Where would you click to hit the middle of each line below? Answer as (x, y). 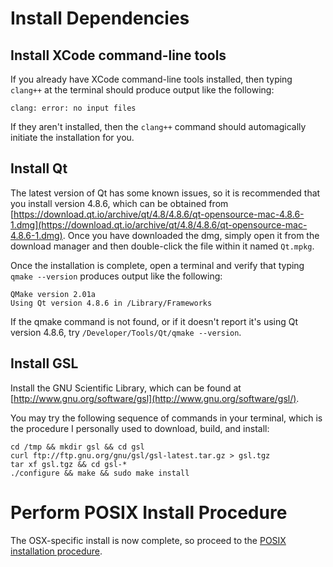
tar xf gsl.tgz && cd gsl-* (69, 464)
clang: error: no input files (73, 108)
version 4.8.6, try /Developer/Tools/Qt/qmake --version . (126, 332)
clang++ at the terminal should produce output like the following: (142, 90)
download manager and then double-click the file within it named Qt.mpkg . (162, 246)
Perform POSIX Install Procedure (149, 512)
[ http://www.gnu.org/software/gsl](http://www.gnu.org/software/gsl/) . (155, 398)
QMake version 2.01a (53, 294)
